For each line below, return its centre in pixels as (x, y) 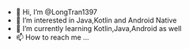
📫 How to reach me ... (52, 37)
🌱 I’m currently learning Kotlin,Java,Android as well (98, 28)
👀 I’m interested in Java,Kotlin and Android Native (96, 20)
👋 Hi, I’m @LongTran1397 (56, 12)
